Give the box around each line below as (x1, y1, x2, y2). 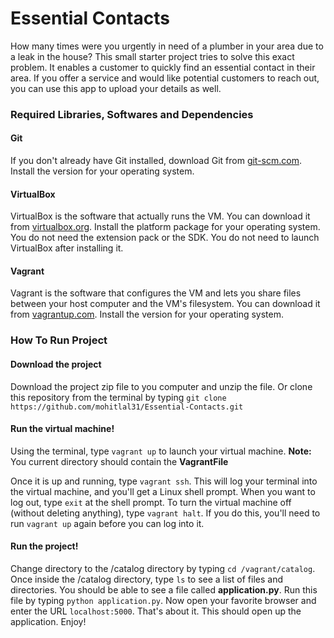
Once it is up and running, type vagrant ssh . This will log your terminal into (10, 475, 318, 487)
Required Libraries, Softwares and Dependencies (10, 107, 254, 121)
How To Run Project (10, 333, 108, 347)
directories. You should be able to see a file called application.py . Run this (10, 584, 318, 596)
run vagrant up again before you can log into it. (10, 517, 205, 529)
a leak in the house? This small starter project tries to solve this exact (10, 50, 295, 62)
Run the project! (10, 540, 79, 552)
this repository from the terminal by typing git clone (10, 391, 227, 403)
